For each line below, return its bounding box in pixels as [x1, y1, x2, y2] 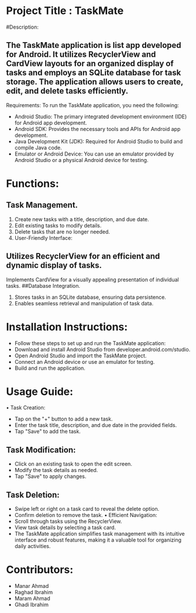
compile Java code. [14, 144, 63, 151]
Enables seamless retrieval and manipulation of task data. [14, 299, 154, 306]
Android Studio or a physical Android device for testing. [14, 156, 149, 163]
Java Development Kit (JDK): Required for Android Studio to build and [14, 137, 183, 144]
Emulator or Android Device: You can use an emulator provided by [14, 150, 174, 157]
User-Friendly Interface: [14, 234, 73, 241]
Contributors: [6, 563, 74, 577]
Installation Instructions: [6, 320, 128, 333]
